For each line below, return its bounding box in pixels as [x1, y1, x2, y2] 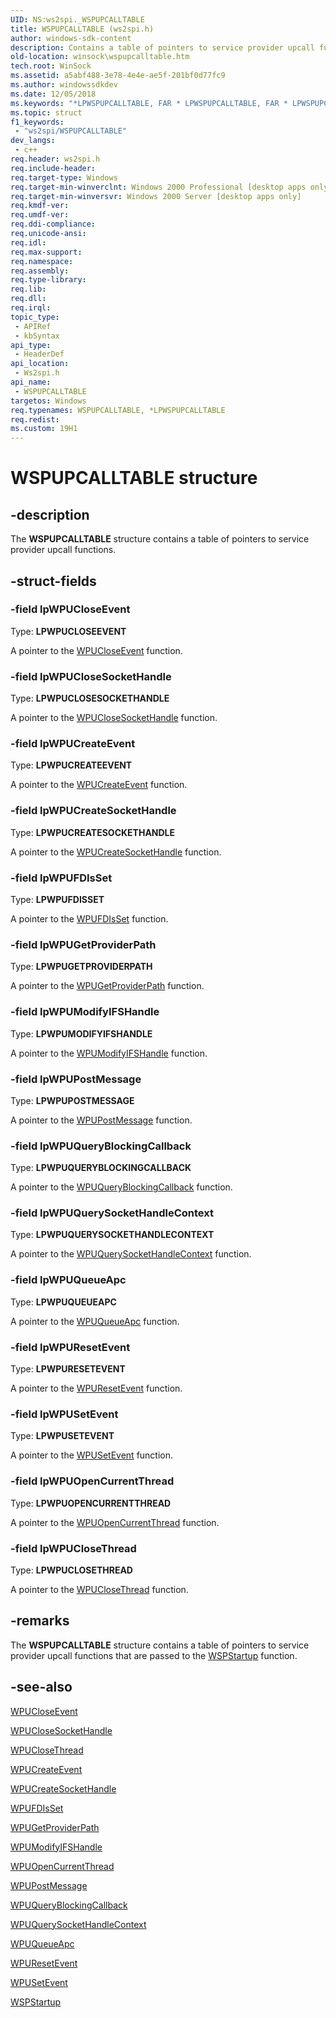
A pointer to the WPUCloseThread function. [10, 1583, 189, 1595]
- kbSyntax [14, 331, 60, 341]
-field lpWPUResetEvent [10, 1340, 131, 1354]
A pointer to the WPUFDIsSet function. [10, 913, 169, 925]
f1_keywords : [10, 117, 65, 127]
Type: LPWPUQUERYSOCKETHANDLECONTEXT [10, 1229, 215, 1241]
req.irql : [10, 303, 52, 313]
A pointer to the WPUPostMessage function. [10, 1114, 193, 1126]
